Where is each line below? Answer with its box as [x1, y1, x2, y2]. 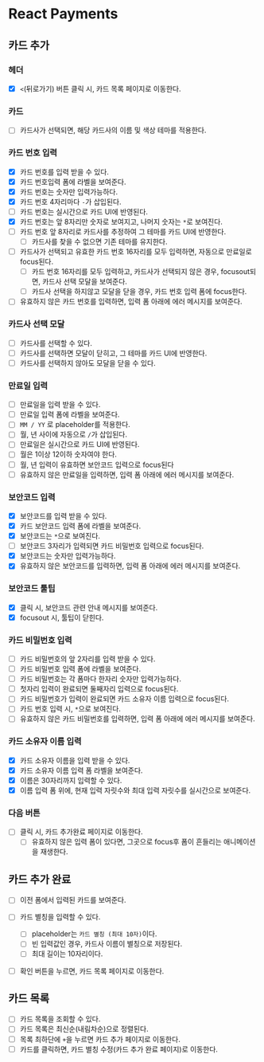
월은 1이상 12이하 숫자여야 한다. [19, 449, 118, 459]
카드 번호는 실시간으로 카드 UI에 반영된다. [19, 206, 149, 216]
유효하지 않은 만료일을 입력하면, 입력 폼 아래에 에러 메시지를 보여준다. [19, 469, 235, 479]
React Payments [8, 5, 118, 23]
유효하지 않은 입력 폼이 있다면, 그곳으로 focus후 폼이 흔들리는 [31, 837, 223, 847]
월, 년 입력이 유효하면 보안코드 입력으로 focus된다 [19, 460, 174, 469]
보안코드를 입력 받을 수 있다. [19, 511, 107, 520]
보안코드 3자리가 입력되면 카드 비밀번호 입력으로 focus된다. [19, 541, 204, 551]
